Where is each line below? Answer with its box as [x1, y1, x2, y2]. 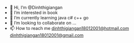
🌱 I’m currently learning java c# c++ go [9, 15, 89, 20]
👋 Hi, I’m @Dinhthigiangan [9, 5, 63, 10]
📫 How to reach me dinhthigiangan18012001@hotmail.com [9, 26, 129, 31]
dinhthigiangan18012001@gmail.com [9, 32, 84, 38]
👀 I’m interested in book [9, 10, 58, 15]
